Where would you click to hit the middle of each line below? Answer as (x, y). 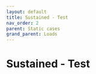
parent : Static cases (33, 29)
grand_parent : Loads (32, 34)
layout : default (26, 12)
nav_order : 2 (22, 23)
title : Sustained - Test (37, 17)
